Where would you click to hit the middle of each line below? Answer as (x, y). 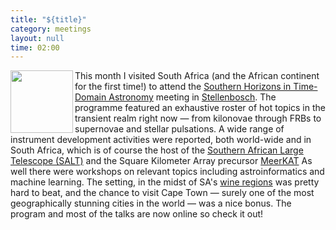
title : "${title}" (48, 19)
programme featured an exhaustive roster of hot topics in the (200, 108)
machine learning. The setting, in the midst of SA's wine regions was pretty (165, 182)
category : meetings (51, 29)
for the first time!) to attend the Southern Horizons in (183, 87)
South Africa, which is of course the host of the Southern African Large (157, 150)
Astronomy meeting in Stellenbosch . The (192, 97)
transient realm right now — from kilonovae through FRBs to (198, 118)
